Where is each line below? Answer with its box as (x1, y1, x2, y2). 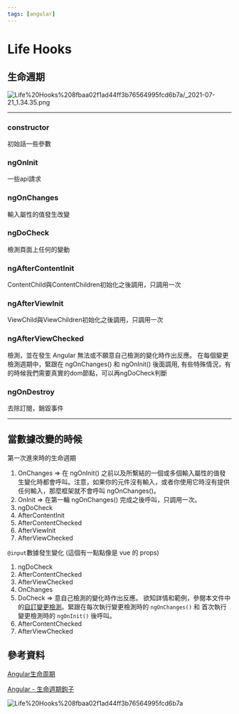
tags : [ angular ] (7, 10, 55, 18)
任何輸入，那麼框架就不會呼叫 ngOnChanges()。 (17, 486, 160, 495)
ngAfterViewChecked (7, 334, 84, 343)
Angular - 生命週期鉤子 (7, 684, 75, 693)
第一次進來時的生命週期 (7, 453, 76, 462)
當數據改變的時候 (7, 433, 83, 445)
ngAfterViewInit (7, 299, 64, 309)
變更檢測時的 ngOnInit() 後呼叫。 (17, 611, 116, 619)
